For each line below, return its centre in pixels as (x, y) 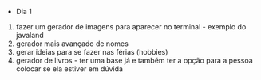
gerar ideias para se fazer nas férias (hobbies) (92, 52)
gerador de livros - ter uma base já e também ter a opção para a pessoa (134, 60)
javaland (30, 35)
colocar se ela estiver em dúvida (69, 69)
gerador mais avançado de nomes (72, 44)
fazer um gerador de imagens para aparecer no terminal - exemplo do (131, 27)
